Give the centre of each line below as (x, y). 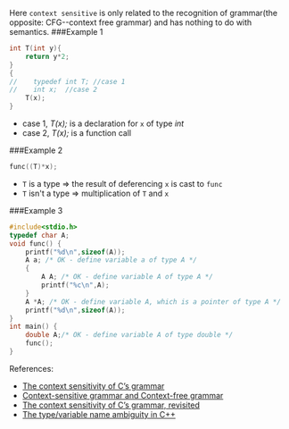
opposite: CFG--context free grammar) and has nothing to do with (131, 22)
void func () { (36, 244)
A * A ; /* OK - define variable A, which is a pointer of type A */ (153, 302)
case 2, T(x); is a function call (77, 133)
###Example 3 (36, 210)
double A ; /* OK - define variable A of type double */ (129, 335)
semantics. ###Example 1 (56, 32)
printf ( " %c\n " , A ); (75, 285)
